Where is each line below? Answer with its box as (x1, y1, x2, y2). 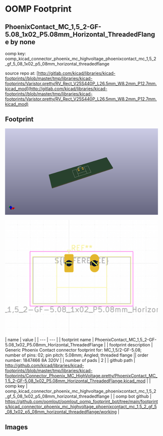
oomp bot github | (115, 393, 152, 399)
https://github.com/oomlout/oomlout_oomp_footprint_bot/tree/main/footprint (5, 399, 158, 405)
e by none (5, 38, 35, 46)
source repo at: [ (5, 70, 38, 76)
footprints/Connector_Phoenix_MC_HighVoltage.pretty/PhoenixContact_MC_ (5, 373, 158, 379)
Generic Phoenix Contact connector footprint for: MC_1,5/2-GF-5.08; (5, 347, 142, 353)
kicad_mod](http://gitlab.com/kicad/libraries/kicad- (5, 86, 108, 92)
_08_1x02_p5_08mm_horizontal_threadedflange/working (5, 409, 117, 415)
